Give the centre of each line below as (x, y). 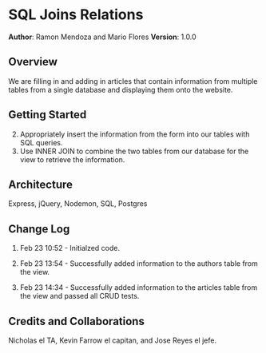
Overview (33, 62)
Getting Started (48, 115)
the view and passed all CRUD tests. (79, 296)
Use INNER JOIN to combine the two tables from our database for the (134, 151)
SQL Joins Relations (76, 15)
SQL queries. (41, 142)
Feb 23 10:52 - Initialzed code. (70, 248)
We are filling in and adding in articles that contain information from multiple (133, 81)
